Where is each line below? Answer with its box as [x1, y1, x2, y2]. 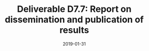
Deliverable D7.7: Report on [17, 3, 132, 15]
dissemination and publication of [4, 14, 144, 25]
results [59, 25, 89, 36]
